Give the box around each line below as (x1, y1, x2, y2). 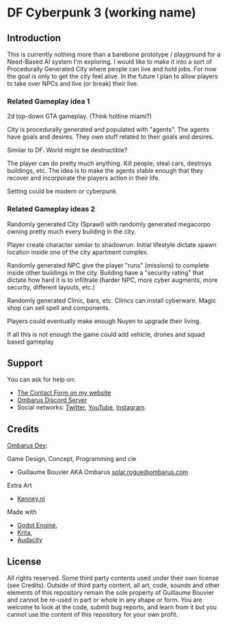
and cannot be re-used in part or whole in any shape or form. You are (7, 595, 203, 604)
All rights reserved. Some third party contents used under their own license (7, 574, 219, 582)
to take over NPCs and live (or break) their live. (7, 80, 139, 87)
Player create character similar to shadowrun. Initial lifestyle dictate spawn (7, 240, 217, 248)
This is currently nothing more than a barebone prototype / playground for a (7, 50, 221, 58)
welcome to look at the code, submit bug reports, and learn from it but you (7, 603, 217, 611)
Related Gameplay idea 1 (7, 96, 90, 106)
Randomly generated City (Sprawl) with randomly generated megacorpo (7, 220, 211, 228)
